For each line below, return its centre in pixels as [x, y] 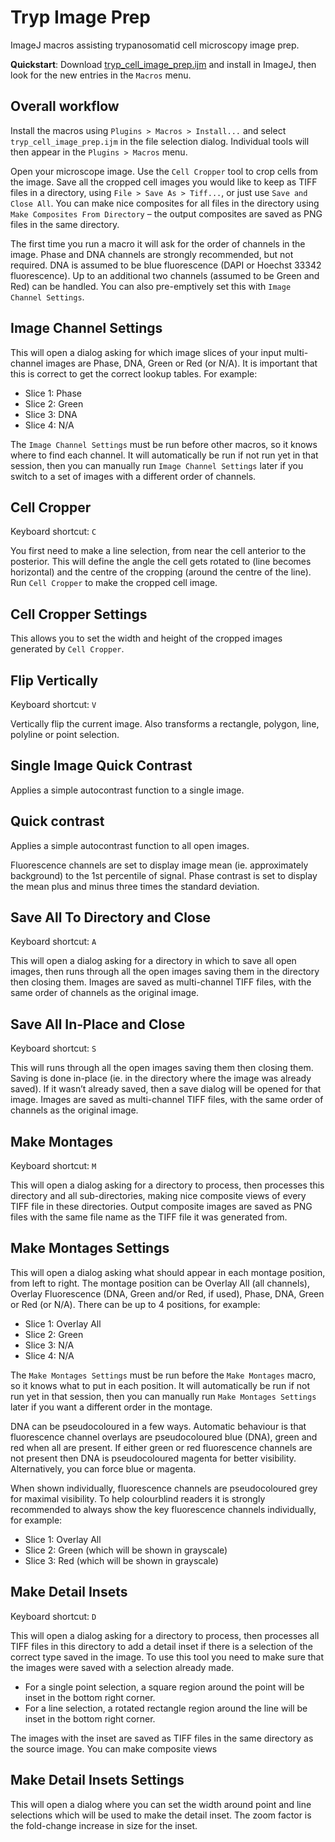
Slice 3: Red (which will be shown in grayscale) [121, 1560]
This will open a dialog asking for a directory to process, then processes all [165, 1635]
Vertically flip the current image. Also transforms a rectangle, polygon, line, [165, 724]
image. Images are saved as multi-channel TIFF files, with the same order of [167, 1100]
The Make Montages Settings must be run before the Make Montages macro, [163, 1375]
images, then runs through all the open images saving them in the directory [165, 972]
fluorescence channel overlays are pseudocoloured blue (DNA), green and [164, 1437]
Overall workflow [65, 106]
